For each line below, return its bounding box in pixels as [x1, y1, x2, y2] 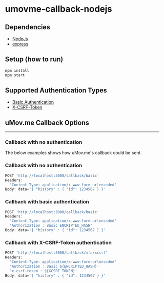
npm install [5, 68, 29, 73]
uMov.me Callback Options [5, 118, 89, 127]
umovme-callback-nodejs [5, 3, 112, 15]
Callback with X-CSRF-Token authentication [5, 239, 112, 246]
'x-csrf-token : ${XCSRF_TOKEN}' [9, 268, 78, 273]
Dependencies [5, 23, 50, 31]
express [12, 41, 28, 47]
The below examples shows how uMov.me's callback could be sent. [5, 150, 142, 156]
